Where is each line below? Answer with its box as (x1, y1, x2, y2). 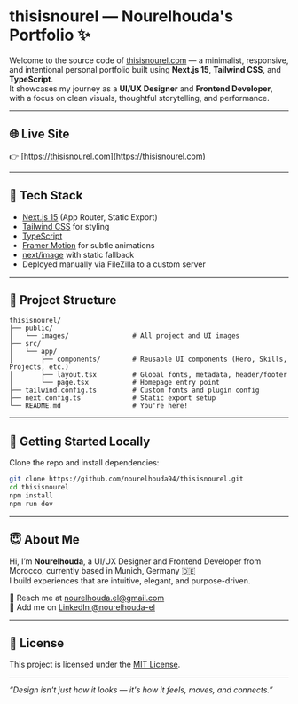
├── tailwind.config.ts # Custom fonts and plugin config (9, 386, 260, 395)
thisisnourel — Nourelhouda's (9, 6, 233, 27)
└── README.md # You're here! (9, 402, 189, 411)
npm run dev (9, 499, 53, 508)
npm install (9, 490, 53, 500)
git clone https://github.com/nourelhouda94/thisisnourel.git (9, 474, 244, 484)
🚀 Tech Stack (9, 188, 83, 203)
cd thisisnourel (9, 483, 69, 492)
